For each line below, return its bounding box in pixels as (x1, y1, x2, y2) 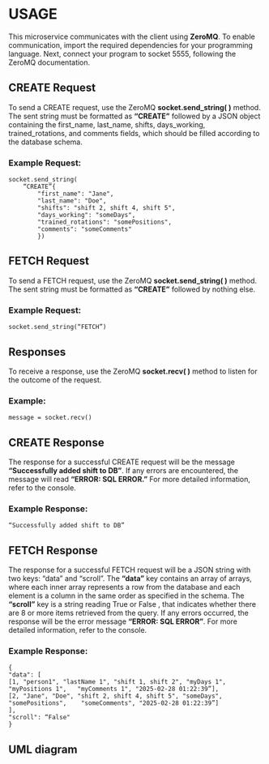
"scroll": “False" (8, 714, 70, 722)
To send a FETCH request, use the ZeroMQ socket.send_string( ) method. (8, 275, 258, 285)
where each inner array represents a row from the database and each (8, 583, 241, 592)
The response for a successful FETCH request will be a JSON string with (8, 565, 251, 575)
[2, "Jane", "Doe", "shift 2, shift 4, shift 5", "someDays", (8, 692, 223, 701)
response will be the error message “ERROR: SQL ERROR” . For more (8, 617, 237, 626)
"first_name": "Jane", (37, 190, 114, 198)
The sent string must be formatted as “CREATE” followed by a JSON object (8, 111, 261, 121)
